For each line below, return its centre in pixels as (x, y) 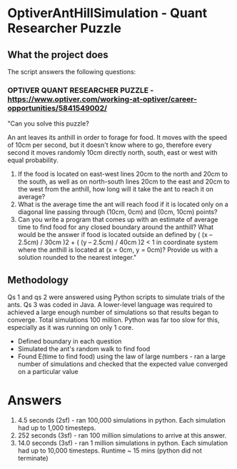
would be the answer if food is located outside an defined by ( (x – (115, 235)
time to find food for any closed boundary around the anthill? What (116, 227)
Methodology (38, 280)
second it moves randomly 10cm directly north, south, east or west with (112, 153)
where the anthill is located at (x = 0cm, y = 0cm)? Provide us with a (118, 250)
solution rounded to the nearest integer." (77, 258)
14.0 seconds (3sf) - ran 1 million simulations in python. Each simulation (123, 443)
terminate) (33, 458)
